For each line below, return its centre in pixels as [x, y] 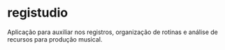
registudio [38, 13]
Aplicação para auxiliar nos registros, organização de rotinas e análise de [113, 32]
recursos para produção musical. [55, 39]
